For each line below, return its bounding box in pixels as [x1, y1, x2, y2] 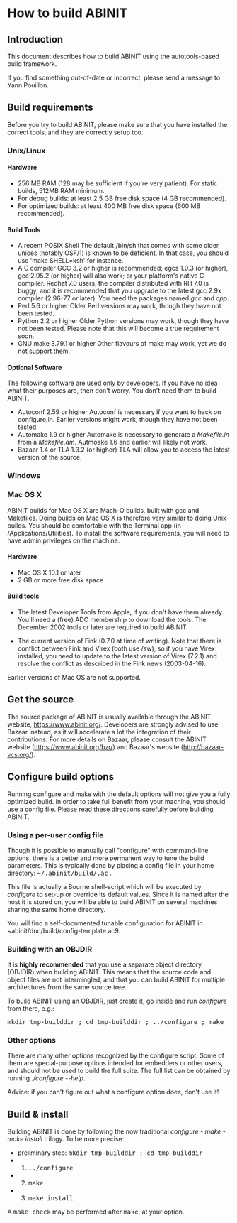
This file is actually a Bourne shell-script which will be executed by [7, 882, 202, 891]
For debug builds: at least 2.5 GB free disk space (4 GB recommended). [17, 194, 226, 202]
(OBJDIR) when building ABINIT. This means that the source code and [7, 968, 212, 977]
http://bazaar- [183, 742, 224, 751]
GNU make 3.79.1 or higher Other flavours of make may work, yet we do [17, 339, 227, 348]
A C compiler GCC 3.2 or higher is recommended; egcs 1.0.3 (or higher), [17, 264, 229, 273]
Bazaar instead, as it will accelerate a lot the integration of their [7, 727, 191, 736]
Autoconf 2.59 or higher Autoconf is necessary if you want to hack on [17, 408, 221, 416]
